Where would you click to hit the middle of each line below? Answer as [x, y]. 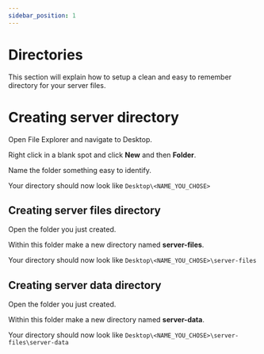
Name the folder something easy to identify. [80, 170]
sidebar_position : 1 [42, 15]
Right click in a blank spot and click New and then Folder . [102, 155]
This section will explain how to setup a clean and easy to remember [120, 77]
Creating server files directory [84, 210]
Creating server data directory [85, 285]
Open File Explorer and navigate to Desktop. [80, 139]
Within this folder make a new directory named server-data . [106, 320]
